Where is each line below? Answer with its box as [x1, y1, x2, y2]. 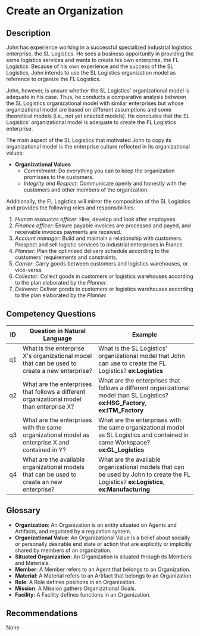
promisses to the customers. [23, 174, 94, 180]
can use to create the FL [98, 359, 167, 368]
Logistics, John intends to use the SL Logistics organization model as [6, 69, 176, 76]
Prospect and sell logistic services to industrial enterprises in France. [14, 241, 185, 248]
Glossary [6, 505, 40, 515]
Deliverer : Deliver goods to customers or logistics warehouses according [14, 285, 193, 292]
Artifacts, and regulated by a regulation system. [14, 527, 132, 535]
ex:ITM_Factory [98, 406, 144, 414]
